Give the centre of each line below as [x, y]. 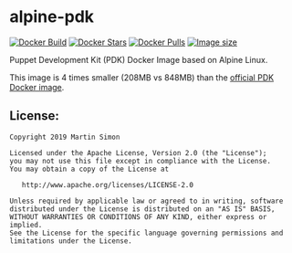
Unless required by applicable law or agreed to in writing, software [146, 201]
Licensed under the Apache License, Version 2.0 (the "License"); [138, 153]
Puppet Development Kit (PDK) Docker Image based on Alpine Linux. [139, 59]
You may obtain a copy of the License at [89, 169]
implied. [26, 225]
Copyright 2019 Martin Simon [65, 137]
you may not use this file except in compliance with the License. [141, 161]
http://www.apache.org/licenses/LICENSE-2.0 [108, 184]
